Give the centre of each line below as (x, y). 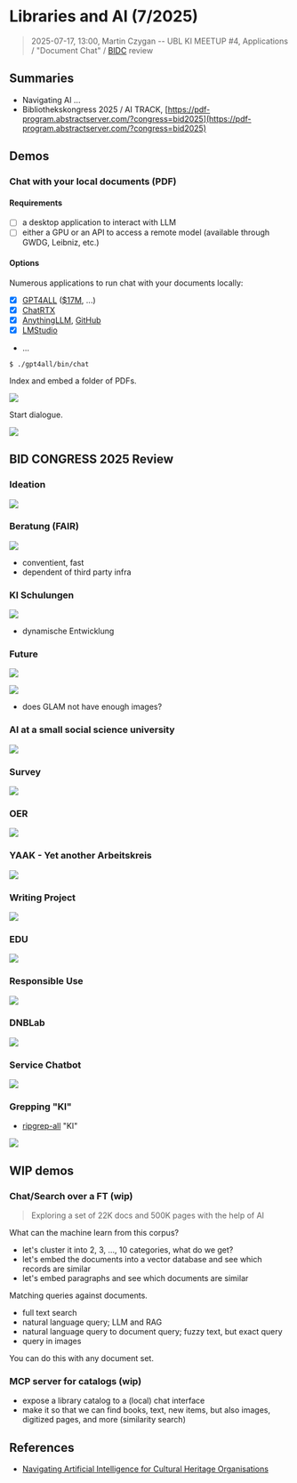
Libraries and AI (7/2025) (104, 16)
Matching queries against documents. (79, 1295)
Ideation (28, 485)
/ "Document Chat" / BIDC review (92, 50)
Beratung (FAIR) (44, 527)
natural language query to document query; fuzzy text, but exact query (152, 1332)
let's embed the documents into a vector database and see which (142, 1260)
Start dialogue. (36, 415)
